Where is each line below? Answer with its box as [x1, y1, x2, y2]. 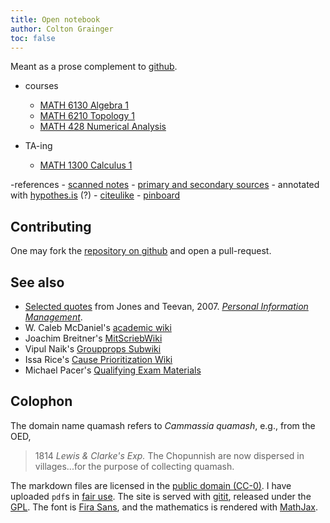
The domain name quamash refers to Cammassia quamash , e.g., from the [10, 419, 316, 431]
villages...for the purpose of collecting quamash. [34, 460, 235, 472]
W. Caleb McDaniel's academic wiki [24, 322, 172, 333]
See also [10, 274, 65, 291]
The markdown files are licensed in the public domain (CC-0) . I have [10, 479, 292, 491]
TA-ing [24, 140, 53, 152]
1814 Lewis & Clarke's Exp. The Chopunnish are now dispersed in [34, 449, 305, 461]
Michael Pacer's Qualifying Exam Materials [24, 364, 202, 376]
